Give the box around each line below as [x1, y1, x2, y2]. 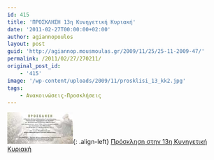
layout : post [7, 40, 45, 48]
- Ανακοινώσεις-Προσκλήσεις [20, 92, 101, 99]
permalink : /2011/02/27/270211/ [7, 56, 101, 63]
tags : [7, 84, 23, 92]
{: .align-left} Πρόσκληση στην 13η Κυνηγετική [73, 138, 208, 146]
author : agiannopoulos [7, 33, 73, 40]
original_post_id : [7, 63, 61, 70]
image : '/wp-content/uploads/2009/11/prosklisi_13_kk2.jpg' [7, 77, 187, 84]
